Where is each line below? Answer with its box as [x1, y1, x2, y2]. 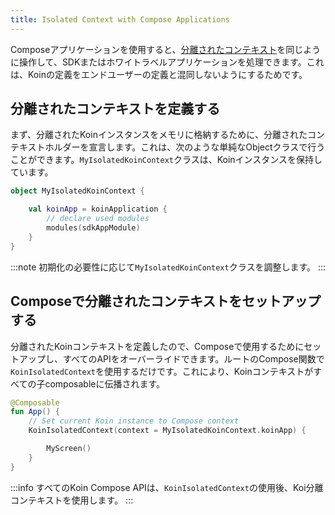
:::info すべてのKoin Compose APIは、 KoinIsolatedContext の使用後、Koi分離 [10, 481, 324, 493]
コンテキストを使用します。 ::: [10, 494, 134, 506]
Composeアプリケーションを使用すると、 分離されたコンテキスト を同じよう [10, 43, 322, 55]
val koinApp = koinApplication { [28, 204, 168, 215]
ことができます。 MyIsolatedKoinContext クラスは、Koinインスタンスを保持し [10, 154, 323, 166]
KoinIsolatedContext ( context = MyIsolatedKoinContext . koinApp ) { [28, 426, 307, 436]
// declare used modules [46, 214, 150, 224]
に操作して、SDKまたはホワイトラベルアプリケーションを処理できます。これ [10, 56, 325, 68]
